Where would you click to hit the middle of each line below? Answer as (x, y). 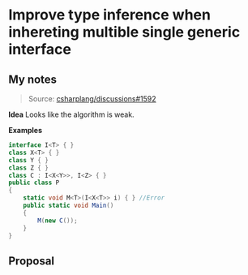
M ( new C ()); (58, 221)
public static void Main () (68, 205)
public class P (34, 183)
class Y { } (28, 160)
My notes (33, 79)
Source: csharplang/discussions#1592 (92, 99)
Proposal (32, 261)
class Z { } (28, 168)
